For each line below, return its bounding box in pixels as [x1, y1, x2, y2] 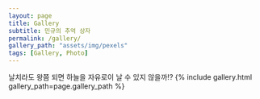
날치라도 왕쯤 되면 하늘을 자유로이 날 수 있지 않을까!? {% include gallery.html [8, 72, 253, 81]
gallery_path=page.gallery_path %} [8, 81, 125, 91]
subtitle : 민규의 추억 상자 [8, 27, 91, 35]
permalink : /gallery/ [8, 34, 82, 43]
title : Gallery [8, 19, 60, 27]
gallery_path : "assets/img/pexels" [8, 42, 128, 50]
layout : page [8, 11, 52, 20]
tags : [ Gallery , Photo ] [8, 49, 89, 57]
